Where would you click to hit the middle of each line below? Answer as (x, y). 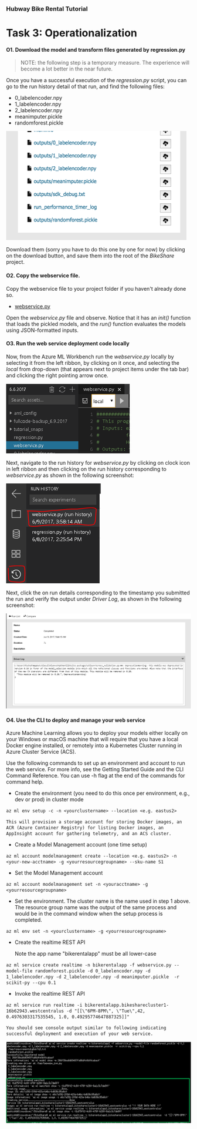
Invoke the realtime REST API (50, 994)
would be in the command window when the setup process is (89, 914)
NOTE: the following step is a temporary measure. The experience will (105, 63)
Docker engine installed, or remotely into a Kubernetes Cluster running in (94, 745)
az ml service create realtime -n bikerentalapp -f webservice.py (89, 965)
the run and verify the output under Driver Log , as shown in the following (94, 599)
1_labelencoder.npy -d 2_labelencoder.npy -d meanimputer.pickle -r (93, 977)
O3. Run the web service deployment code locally (68, 344)
